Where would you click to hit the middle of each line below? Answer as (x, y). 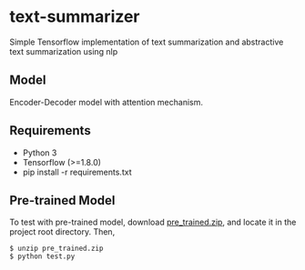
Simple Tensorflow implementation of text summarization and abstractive (147, 42)
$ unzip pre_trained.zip (56, 249)
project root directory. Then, (62, 232)
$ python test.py (42, 256)
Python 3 (40, 153)
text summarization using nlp (64, 51)
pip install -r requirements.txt (77, 172)
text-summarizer (75, 17)
